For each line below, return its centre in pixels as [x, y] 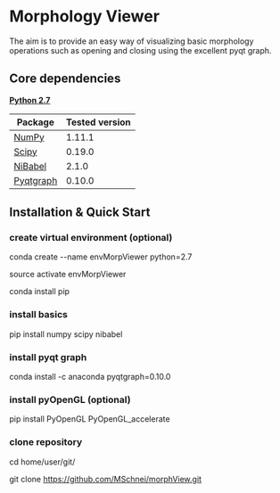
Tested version [98, 122]
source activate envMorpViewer [68, 275]
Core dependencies [65, 79]
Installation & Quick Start [80, 213]
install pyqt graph [48, 357]
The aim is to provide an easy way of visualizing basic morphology [132, 41]
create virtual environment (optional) [91, 238]
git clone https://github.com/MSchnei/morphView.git [106, 479]
